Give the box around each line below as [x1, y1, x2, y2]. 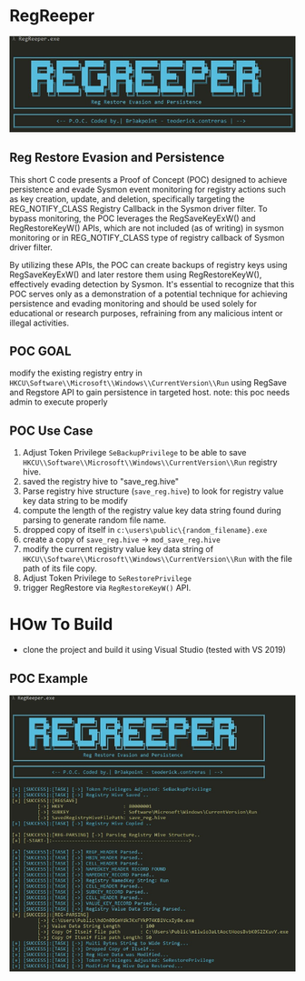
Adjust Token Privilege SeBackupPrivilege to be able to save [22, 447, 247, 458]
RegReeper [9, 5, 95, 26]
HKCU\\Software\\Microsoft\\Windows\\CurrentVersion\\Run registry [22, 456, 278, 468]
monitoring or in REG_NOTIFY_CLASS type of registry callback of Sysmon [9, 232, 285, 243]
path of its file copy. [22, 563, 97, 574]
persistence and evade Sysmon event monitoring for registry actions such [9, 184, 286, 195]
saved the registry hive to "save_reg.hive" [22, 476, 180, 487]
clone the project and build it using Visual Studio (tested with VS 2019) [22, 645, 286, 656]
